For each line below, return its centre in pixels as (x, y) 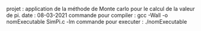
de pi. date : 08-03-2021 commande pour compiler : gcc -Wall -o (87, 15)
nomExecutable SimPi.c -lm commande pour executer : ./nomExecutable (97, 22)
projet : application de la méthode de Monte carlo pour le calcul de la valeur (100, 9)
